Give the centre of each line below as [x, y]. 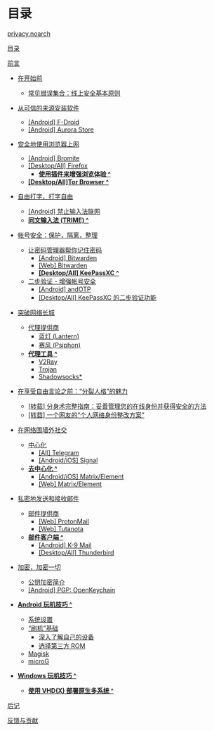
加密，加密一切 [39, 567]
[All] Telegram [59, 452]
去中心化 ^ [42, 469]
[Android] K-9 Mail [65, 545]
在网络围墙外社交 [42, 430]
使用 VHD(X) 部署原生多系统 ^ [71, 690]
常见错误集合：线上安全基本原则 [74, 93]
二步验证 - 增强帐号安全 [62, 281]
